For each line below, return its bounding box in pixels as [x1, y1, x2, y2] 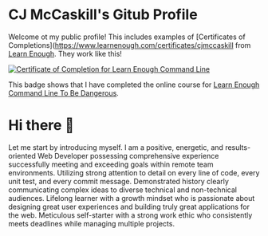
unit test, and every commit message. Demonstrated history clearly [8, 176, 230, 186]
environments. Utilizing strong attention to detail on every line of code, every [8, 167, 260, 177]
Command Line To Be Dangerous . [8, 88, 120, 97]
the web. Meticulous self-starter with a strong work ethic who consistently [8, 210, 253, 220]
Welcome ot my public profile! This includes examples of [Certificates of [8, 32, 246, 41]
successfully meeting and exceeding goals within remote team [8, 159, 214, 169]
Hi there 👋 [8, 116, 74, 135]
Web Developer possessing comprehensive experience [37, 151, 219, 160]
